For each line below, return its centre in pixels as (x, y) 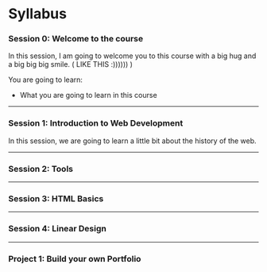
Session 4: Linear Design (58, 229)
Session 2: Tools (41, 169)
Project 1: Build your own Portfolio (75, 258)
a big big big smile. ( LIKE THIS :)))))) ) (71, 64)
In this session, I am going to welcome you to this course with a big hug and (132, 56)
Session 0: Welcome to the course (76, 39)
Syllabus (38, 14)
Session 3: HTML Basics (56, 198)
